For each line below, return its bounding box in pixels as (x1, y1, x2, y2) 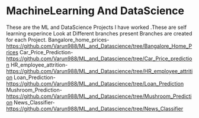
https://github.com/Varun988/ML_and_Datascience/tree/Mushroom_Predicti (6, 93, 192, 100)
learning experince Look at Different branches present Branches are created (6, 29, 192, 37)
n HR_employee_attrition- (6, 61, 68, 68)
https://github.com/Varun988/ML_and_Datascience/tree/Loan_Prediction (6, 80, 184, 87)
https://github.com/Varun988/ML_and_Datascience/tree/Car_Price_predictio (6, 55, 192, 62)
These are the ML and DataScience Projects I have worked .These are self (6, 24, 187, 31)
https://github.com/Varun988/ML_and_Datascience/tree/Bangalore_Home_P (6, 42, 192, 50)
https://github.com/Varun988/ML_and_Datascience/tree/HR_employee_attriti (6, 67, 193, 74)
